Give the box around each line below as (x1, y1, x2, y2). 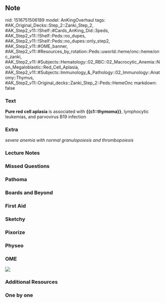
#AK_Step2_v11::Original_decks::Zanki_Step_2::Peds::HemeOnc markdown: (5, 80, 157, 86)
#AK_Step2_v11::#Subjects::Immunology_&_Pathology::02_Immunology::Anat (5, 69, 160, 75)
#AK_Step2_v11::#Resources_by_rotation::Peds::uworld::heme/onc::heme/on (5, 48, 160, 54)
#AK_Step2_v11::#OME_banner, (5, 43, 68, 49)
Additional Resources (5, 278, 58, 285)
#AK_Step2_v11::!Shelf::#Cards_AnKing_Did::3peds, (5, 27, 110, 34)
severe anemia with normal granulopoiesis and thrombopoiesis (5, 137, 134, 143)
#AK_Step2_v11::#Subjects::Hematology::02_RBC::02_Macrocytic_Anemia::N (5, 59, 160, 65)
